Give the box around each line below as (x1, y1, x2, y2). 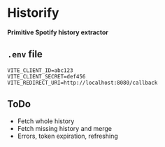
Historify (7, 5, 59, 21)
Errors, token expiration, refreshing (17, 132, 119, 140)
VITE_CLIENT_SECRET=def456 (7, 73, 86, 80)
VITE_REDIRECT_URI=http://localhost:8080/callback (7, 79, 158, 86)
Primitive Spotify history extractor (7, 28, 108, 36)
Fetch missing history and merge (17, 124, 112, 132)
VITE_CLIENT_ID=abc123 (7, 66, 73, 74)
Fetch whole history (17, 117, 75, 125)
